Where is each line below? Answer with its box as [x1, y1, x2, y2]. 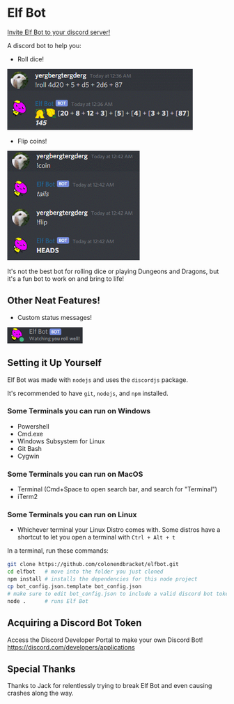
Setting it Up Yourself [7, 357, 102, 369]
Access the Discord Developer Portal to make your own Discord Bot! [7, 636, 203, 644]
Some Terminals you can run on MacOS [7, 469, 143, 479]
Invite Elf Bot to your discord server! [7, 28, 111, 36]
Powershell [17, 422, 50, 430]
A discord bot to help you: [7, 41, 81, 49]
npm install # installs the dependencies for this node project [7, 576, 198, 583]
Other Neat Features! [7, 295, 101, 307]
